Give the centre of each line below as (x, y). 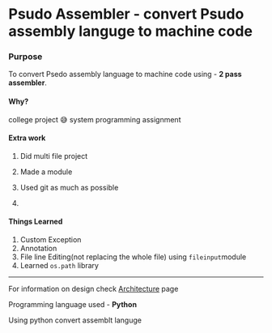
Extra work (27, 138)
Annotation (38, 249)
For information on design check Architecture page (93, 289)
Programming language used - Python (73, 305)
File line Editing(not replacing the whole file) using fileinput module (133, 257)
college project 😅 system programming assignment (95, 119)
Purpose (25, 57)
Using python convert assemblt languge (75, 320)
